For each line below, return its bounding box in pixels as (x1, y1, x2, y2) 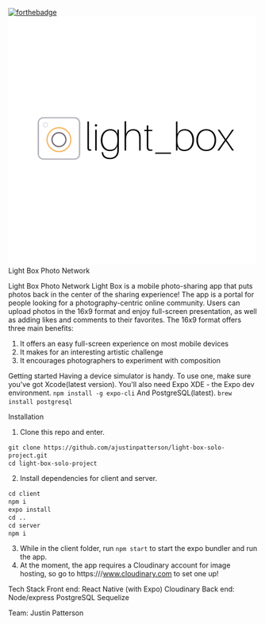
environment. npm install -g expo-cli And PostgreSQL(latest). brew (8, 388, 232, 397)
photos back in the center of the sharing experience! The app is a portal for (8, 290, 255, 299)
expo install (8, 506, 52, 514)
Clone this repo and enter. (19, 428, 105, 436)
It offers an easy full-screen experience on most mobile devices (19, 339, 229, 348)
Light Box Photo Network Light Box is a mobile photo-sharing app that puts (8, 281, 253, 290)
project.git (8, 452, 48, 459)
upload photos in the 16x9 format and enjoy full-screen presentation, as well (8, 307, 258, 316)
